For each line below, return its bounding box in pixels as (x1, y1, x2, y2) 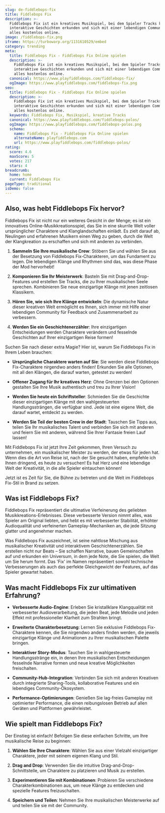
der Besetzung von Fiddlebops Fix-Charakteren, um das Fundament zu (12, 253, 156, 259)
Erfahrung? (5, 591, 41, 599)
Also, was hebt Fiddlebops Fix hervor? (5, 204, 125, 213)
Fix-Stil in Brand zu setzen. (5, 480, 60, 486)
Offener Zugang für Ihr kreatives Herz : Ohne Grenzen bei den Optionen (12, 378, 159, 385)
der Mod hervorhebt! (12, 263, 55, 269)
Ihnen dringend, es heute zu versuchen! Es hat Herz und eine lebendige (5, 460, 151, 466)
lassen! (12, 435, 27, 441)
